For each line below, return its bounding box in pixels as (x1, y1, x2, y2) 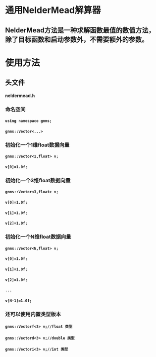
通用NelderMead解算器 (5, 4, 101, 16)
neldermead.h (5, 93, 35, 99)
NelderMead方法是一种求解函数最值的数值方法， (5, 26, 155, 34)
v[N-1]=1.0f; (5, 298, 32, 303)
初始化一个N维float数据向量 (5, 234, 71, 240)
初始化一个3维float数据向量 (5, 177, 71, 184)
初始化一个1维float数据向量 (5, 141, 70, 148)
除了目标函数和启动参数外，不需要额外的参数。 (5, 35, 149, 44)
